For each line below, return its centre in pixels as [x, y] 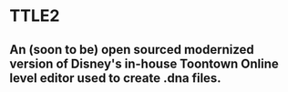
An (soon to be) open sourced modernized [132, 50]
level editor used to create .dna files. [115, 78]
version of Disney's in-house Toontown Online [144, 63]
